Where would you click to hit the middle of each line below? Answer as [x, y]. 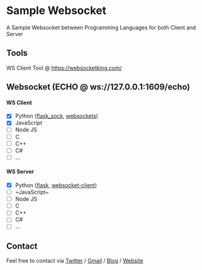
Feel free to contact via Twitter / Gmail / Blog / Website [75, 261]
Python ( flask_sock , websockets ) [57, 116]
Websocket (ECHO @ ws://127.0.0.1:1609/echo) [98, 87]
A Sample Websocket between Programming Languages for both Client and [101, 27]
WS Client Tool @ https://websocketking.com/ [64, 68]
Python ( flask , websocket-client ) [56, 185]
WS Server [20, 172]
